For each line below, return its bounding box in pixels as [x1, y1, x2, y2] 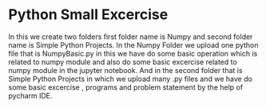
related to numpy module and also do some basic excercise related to [8, 57, 237, 67]
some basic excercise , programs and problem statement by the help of [8, 82, 244, 92]
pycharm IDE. [8, 91, 54, 100]
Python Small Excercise [8, 6, 169, 24]
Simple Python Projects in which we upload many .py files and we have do [8, 74, 253, 83]
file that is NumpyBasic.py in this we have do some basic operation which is [8, 48, 258, 58]
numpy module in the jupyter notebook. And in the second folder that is [8, 65, 243, 75]
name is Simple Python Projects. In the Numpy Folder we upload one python [8, 40, 259, 49]
